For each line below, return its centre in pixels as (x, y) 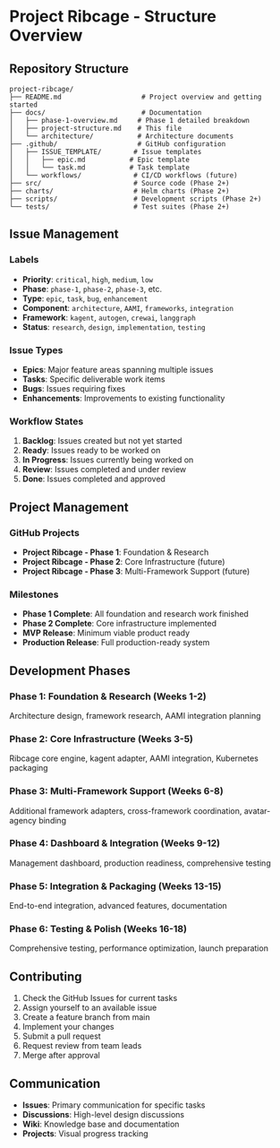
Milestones (34, 594)
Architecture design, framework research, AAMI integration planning (135, 715)
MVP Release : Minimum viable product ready (106, 633)
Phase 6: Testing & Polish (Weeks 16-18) (98, 929)
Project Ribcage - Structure (113, 17)
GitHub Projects (45, 532)
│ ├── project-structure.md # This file (95, 128)
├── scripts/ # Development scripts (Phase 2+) (136, 199)
